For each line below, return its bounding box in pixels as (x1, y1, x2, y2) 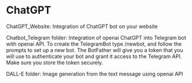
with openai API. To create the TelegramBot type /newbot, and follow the (6, 40, 182, 47)
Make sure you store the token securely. (6, 59, 103, 66)
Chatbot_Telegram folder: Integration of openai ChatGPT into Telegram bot (6, 34, 187, 41)
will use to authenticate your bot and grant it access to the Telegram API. (6, 53, 182, 60)
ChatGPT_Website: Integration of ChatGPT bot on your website (6, 23, 158, 30)
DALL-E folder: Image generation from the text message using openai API (6, 70, 183, 77)
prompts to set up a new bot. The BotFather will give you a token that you (6, 46, 184, 53)
